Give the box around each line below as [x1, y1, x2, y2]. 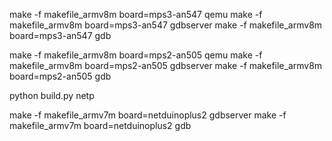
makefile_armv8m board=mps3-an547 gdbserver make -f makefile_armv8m [9, 19, 323, 31]
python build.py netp [9, 90, 95, 101]
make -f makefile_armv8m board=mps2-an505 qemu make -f [9, 49, 263, 61]
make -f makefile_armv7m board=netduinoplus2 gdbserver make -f [9, 109, 287, 121]
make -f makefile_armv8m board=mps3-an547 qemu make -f [9, 9, 263, 20]
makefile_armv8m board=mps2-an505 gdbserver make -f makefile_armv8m [9, 60, 323, 71]
